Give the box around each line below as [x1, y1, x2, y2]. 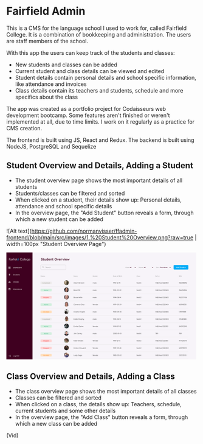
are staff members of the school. [6, 37, 89, 44]
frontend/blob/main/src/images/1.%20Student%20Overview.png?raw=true [6, 233, 194, 241]
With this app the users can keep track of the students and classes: [6, 49, 175, 56]
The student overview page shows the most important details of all [15, 177, 183, 184]
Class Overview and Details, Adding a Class [6, 372, 175, 382]
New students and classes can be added [15, 61, 117, 68]
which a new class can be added [15, 420, 98, 427]
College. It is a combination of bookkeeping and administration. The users [6, 30, 191, 38]
